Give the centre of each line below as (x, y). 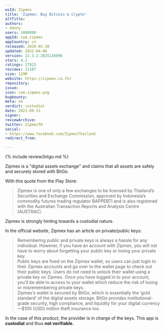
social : (13, 129)
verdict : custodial (25, 106)
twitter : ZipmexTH (24, 124)
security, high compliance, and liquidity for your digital (85, 303)
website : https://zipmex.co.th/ (38, 79)
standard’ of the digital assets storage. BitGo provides (72, 298)
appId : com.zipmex (24, 38)
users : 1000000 (21, 33)
